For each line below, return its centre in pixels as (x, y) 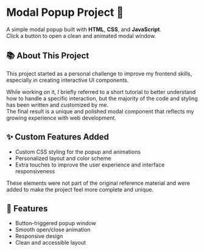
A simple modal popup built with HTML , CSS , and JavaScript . (84, 29)
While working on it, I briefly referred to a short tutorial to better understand (101, 92)
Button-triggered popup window (55, 223)
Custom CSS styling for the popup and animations (78, 151)
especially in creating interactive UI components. (68, 80)
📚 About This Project (48, 56)
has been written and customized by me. (57, 105)
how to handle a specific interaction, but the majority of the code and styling (102, 98)
